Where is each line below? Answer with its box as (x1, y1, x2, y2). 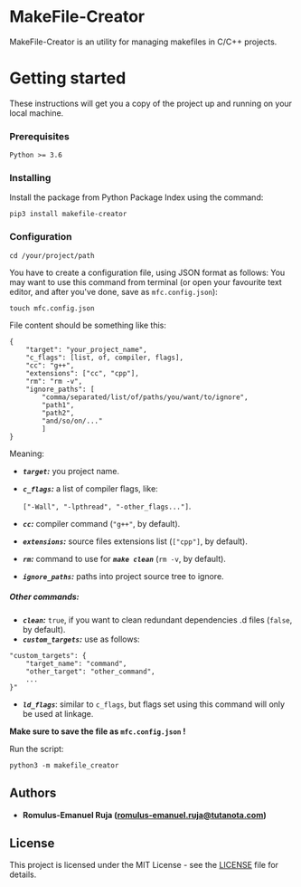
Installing (9, 172, 52, 185)
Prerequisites (9, 129, 70, 142)
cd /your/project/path (9, 251, 95, 260)
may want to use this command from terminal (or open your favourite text (9, 276, 282, 287)
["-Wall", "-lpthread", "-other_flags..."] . (22, 501, 192, 511)
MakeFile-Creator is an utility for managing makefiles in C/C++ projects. (9, 36, 277, 47)
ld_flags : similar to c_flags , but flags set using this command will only (22, 699, 286, 710)
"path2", (42, 408, 75, 417)
